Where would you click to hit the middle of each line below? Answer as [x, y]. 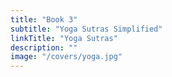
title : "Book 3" [44, 19]
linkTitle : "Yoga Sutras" [64, 38]
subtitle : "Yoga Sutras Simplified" [86, 29]
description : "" [44, 47]
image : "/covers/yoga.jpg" [66, 57]
